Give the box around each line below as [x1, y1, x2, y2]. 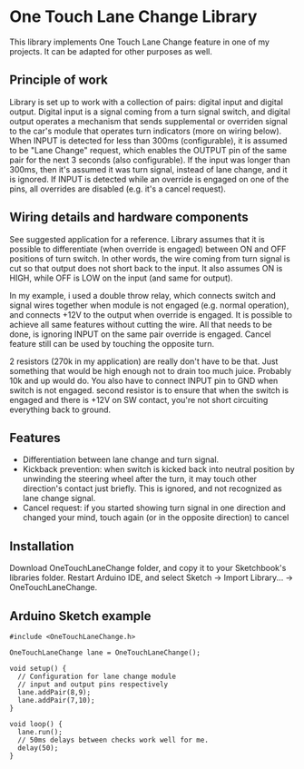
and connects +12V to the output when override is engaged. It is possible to [9, 309, 293, 320]
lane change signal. [22, 493, 96, 504]
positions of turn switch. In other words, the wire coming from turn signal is [9, 252, 290, 264]
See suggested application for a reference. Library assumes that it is [9, 233, 265, 244]
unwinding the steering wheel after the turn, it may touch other [22, 474, 257, 485]
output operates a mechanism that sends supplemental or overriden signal [9, 115, 288, 126]
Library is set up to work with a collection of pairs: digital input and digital [9, 96, 284, 107]
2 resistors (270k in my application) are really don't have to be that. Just [9, 356, 279, 367]
